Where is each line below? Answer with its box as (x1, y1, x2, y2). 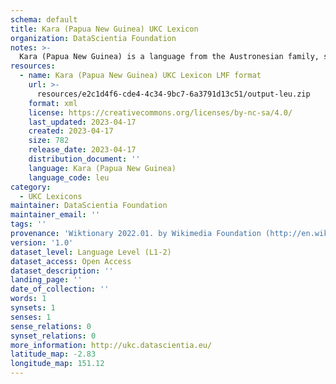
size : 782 (28, 136, 70, 146)
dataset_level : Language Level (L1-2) (10, 247, 172, 257)
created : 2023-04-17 (28, 126, 114, 136)
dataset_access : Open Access (10, 256, 132, 266)
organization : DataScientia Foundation (10, 33, 177, 43)
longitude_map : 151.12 (10, 359, 105, 369)
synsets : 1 (10, 303, 56, 313)
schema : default (10, 14, 78, 25)
